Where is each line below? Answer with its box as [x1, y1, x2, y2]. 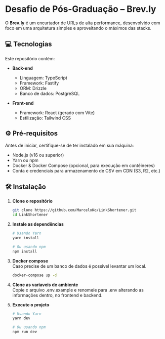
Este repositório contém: [5, 55, 55, 61]
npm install [12, 249, 37, 254]
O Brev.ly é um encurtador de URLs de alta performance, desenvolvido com [5, 20, 161, 26]
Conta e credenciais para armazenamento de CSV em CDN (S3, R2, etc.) [12, 168, 161, 173]
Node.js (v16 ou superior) [12, 152, 64, 158]
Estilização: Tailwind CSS [19, 115, 71, 121]
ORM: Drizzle [19, 85, 47, 91]
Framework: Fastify [19, 80, 59, 86]
